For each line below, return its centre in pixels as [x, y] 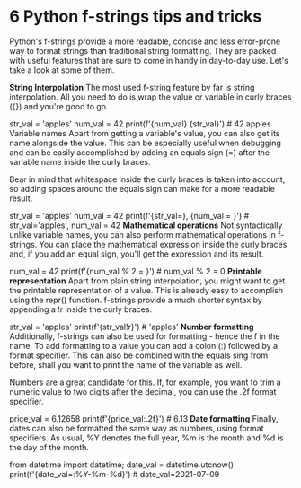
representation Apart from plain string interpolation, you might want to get [147, 281]
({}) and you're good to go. [59, 106]
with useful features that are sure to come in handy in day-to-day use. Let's [149, 60]
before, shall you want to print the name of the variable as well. [126, 364]
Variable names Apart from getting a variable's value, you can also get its [145, 133]
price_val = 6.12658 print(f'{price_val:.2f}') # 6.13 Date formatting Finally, [144, 418]
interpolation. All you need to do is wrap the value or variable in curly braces [150, 97]
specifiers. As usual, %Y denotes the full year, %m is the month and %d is [146, 438]
